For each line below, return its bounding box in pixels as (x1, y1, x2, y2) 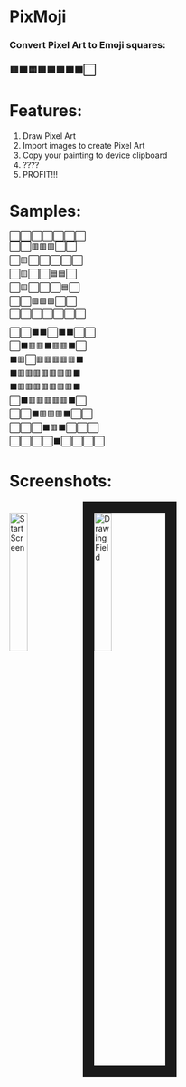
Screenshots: (9, 471, 113, 492)
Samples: (9, 201, 82, 221)
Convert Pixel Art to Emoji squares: (9, 39, 166, 52)
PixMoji (9, 6, 67, 27)
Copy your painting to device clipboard (22, 150, 168, 161)
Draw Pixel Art (22, 130, 77, 142)
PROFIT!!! (22, 169, 59, 180)
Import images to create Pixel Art (22, 140, 145, 151)
